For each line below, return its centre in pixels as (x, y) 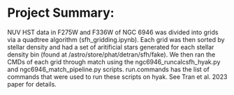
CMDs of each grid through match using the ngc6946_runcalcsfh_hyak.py (114, 61)
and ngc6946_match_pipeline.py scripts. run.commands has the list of (108, 69)
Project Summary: (61, 13)
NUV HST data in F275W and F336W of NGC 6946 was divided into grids (113, 32)
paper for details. (32, 84)
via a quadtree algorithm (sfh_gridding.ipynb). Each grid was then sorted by (116, 39)
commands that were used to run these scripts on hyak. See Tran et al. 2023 (117, 76)
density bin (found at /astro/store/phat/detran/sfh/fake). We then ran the (111, 54)
